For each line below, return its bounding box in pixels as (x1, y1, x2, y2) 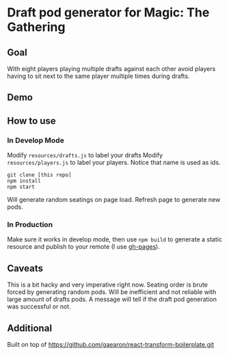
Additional (7, 322, 53, 334)
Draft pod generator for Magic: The (7, 5, 210, 21)
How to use (7, 115, 56, 127)
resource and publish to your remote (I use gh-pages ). (7, 243, 161, 251)
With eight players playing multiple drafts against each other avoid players (7, 65, 216, 73)
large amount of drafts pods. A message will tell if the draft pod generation (7, 295, 217, 304)
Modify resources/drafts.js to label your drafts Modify (7, 151, 163, 159)
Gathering (7, 19, 66, 35)
